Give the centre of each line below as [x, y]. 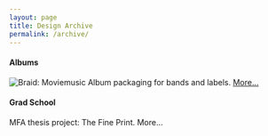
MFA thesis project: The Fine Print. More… [86, 122]
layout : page [33, 17]
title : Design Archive [51, 26]
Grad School [32, 102]
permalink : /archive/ [49, 34]
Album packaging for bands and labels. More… [173, 82]
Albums [24, 62]
